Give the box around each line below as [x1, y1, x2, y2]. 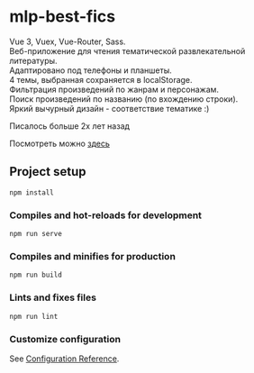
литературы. [9, 55, 58, 66]
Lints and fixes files [9, 291, 97, 304]
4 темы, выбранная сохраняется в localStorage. [9, 74, 193, 85]
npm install [9, 187, 54, 197]
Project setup [9, 164, 87, 179]
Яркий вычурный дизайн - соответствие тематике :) [9, 103, 210, 114]
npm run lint [9, 312, 59, 321]
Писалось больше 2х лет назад [9, 120, 131, 132]
